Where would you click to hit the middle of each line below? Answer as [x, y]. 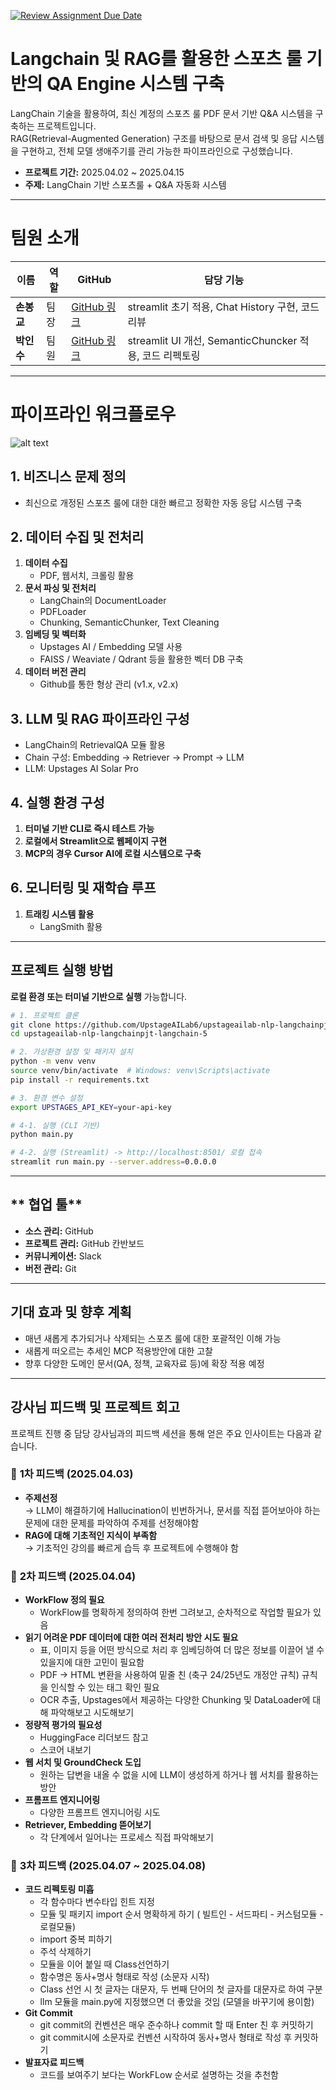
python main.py [42, 1135]
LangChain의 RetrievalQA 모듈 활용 [95, 745]
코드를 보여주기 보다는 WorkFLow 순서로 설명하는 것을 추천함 [159, 2075]
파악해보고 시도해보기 [92, 1712]
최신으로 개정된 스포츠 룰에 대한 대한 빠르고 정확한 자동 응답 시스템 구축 [163, 502]
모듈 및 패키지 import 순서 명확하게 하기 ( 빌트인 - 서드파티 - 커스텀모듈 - [181, 1914]
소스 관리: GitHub [59, 1231]
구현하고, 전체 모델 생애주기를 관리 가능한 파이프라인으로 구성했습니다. [156, 151]
